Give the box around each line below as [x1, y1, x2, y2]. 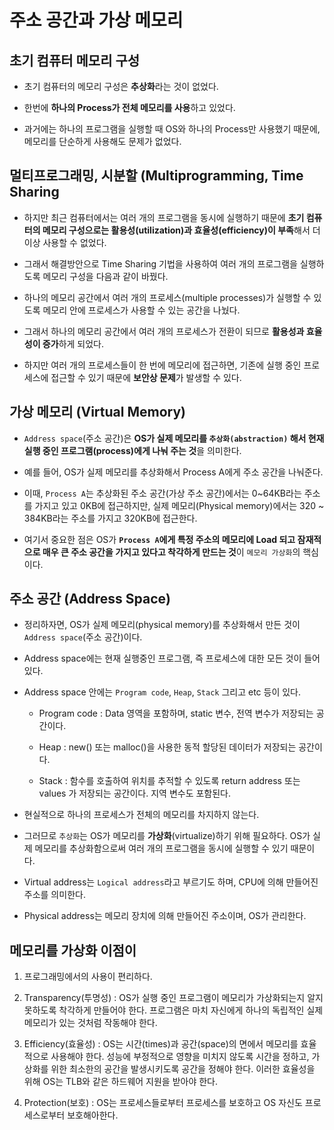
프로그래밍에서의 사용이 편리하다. [23, 971, 153, 983]
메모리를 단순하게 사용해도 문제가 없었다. [23, 136, 182, 147]
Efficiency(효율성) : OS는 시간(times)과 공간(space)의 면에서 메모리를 [23, 1038, 299, 1050]
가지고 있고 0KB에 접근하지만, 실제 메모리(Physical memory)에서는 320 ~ [34, 499, 325, 511]
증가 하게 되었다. [42, 337, 105, 350]
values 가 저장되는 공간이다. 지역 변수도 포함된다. [38, 787, 232, 800]
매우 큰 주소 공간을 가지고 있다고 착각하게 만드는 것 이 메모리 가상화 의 [42, 546, 301, 558]
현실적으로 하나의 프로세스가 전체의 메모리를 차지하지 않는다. [23, 809, 260, 821]
